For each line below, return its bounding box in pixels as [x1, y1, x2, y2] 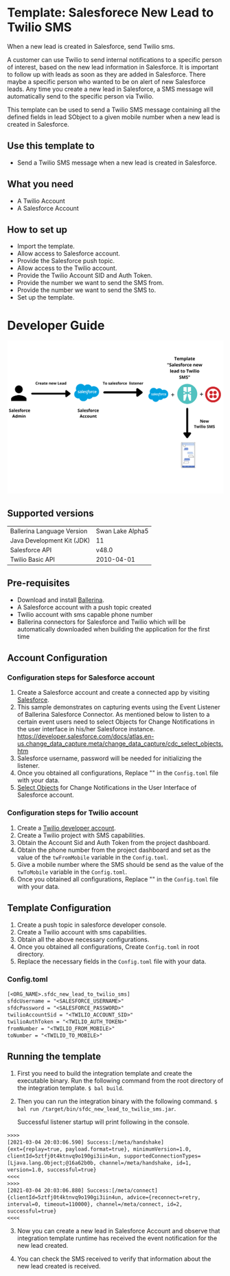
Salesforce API [10, 546, 52, 554]
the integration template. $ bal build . [16, 1083, 124, 1092]
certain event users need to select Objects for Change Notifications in [16, 718, 215, 726]
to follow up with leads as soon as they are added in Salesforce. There [7, 70, 206, 79]
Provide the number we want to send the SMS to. [16, 286, 157, 294]
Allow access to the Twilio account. [16, 264, 117, 273]
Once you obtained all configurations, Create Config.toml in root [16, 942, 200, 951]
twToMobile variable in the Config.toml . [16, 868, 128, 876]
